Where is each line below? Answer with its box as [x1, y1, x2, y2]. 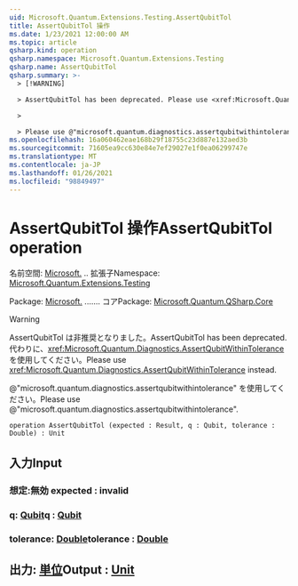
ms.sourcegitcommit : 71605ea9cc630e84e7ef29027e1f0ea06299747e [9, 144, 248, 153]
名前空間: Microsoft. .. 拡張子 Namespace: [9, 268, 161, 278]
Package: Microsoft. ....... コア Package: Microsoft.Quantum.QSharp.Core [9, 296, 273, 307]
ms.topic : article [9, 37, 77, 47]
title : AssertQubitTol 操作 [9, 21, 111, 30]
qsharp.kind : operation [9, 46, 98, 55]
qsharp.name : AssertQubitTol [9, 63, 117, 72]
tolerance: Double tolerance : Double [9, 533, 169, 545]
